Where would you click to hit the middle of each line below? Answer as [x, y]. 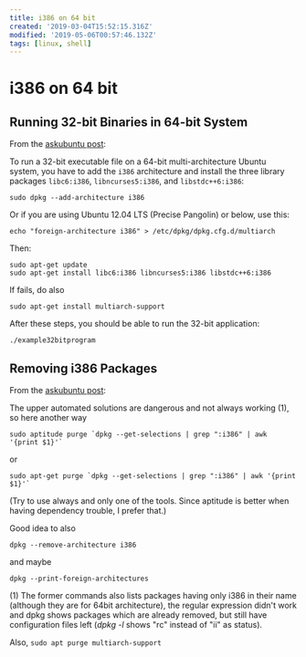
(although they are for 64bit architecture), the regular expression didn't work [153, 605]
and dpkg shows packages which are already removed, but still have [138, 615]
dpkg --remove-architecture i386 [73, 545]
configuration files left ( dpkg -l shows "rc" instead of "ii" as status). [136, 625]
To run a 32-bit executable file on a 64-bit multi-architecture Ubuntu [138, 162]
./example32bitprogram [53, 340]
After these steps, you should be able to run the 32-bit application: [135, 324]
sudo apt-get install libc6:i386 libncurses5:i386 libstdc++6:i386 [141, 273]
